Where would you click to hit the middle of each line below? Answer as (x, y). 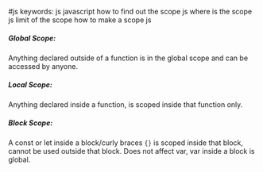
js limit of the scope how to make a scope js (80, 20)
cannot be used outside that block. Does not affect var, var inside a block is (131, 151)
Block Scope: (31, 123)
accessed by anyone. (43, 66)
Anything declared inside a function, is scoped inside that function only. (126, 104)
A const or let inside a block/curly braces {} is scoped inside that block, (126, 143)
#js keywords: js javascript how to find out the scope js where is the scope (130, 11)
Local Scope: (31, 84)
